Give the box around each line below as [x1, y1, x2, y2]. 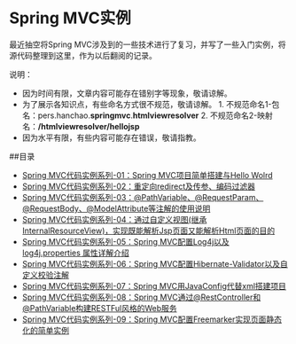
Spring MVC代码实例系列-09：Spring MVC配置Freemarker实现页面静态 [21, 314, 282, 324]
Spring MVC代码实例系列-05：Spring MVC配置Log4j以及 [21, 236, 230, 246]
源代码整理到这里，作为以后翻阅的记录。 [9, 50, 157, 60]
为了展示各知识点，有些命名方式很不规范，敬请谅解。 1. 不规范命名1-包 [21, 98, 280, 109]
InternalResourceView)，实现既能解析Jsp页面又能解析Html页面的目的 [21, 225, 276, 236]
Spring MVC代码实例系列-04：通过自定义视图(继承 [21, 214, 207, 224]
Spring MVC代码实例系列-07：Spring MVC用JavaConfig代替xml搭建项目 [21, 280, 286, 291]
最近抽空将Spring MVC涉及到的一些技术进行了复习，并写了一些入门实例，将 [9, 39, 286, 50]
